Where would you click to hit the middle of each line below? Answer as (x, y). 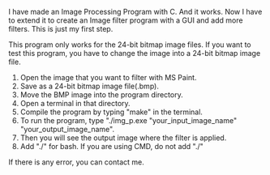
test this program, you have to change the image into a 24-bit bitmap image (135, 53)
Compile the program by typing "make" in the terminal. (111, 112)
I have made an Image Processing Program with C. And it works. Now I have (135, 12)
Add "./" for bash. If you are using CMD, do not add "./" (112, 146)
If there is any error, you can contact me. (76, 162)
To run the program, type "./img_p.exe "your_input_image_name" (129, 120)
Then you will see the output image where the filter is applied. (123, 138)
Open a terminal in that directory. (75, 103)
